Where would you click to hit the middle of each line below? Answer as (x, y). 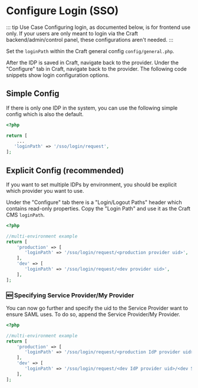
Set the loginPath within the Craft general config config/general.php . (90, 51)
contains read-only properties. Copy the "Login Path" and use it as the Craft (98, 208)
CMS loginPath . (26, 215)
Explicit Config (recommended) (65, 170)
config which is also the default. (45, 114)
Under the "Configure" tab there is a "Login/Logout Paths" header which (94, 202)
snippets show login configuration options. (58, 75)
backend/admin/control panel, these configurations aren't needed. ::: (90, 40)
